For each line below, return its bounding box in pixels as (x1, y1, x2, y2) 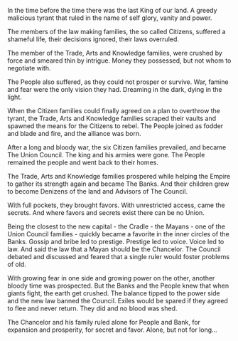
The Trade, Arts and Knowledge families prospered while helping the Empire (7, 172, 231, 180)
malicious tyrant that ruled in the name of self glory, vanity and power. (7, 14, 212, 22)
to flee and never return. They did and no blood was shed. (7, 304, 178, 313)
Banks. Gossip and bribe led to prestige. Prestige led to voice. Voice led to (7, 238, 225, 246)
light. (7, 93, 23, 101)
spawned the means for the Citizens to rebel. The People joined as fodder (7, 122, 224, 130)
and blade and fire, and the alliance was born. (7, 130, 141, 137)
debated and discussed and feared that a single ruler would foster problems (7, 253, 229, 261)
